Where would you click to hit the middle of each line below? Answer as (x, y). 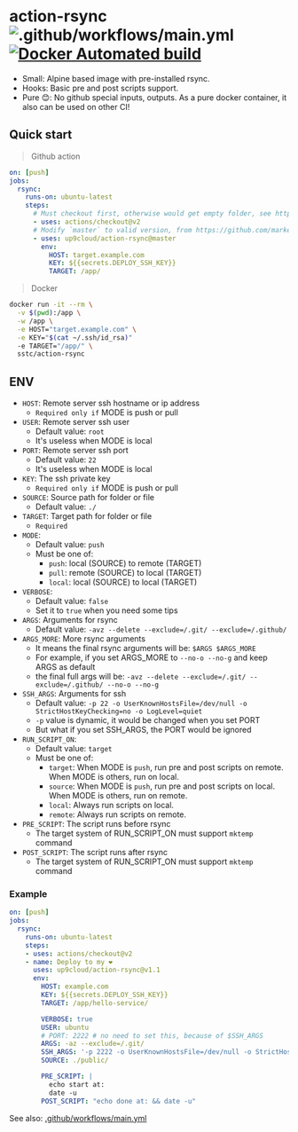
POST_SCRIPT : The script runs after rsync (95, 853)
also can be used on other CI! (76, 106)
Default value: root (70, 431)
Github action (55, 156)
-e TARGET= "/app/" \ (55, 346)
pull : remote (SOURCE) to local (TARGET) (125, 573)
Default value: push (70, 545)
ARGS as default (65, 667)
